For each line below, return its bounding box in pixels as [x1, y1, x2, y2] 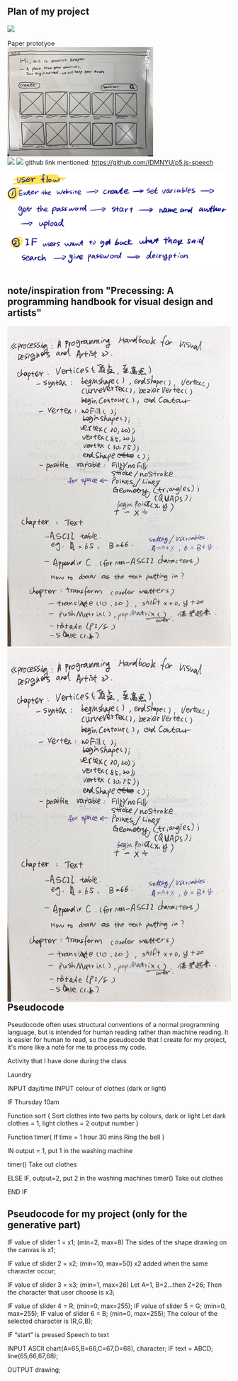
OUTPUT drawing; [7, 1365, 62, 1374]
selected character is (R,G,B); [7, 1317, 93, 1325]
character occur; [7, 1266, 57, 1275]
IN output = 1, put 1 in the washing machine [7, 1146, 133, 1154]
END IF [7, 1187, 28, 1196]
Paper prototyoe [7, 39, 55, 47]
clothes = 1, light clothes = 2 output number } [7, 1118, 140, 1128]
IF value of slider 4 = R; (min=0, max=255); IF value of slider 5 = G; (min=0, [7, 1302, 227, 1310]
